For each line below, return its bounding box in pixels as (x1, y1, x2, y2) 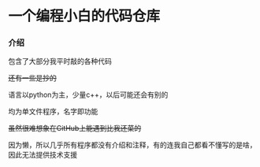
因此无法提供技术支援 (8, 150, 77, 160)
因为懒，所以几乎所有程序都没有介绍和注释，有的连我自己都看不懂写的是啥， (8, 140, 257, 150)
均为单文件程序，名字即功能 (8, 107, 98, 117)
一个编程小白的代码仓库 (8, 7, 161, 25)
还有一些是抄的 (8, 73, 57, 83)
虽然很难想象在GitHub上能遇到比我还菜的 (8, 124, 142, 133)
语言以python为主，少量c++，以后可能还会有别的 (8, 90, 169, 99)
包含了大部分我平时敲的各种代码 (8, 57, 112, 66)
